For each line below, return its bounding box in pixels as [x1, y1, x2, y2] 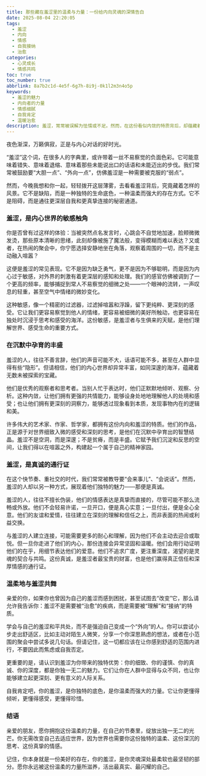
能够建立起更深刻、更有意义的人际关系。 [6, 674, 109, 682]
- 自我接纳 [12, 44, 36, 50]
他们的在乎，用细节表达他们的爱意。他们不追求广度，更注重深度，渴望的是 [6, 547, 194, 555]
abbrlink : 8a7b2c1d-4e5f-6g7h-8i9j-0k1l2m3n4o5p [6, 83, 133, 89]
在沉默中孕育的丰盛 [6, 341, 63, 349]
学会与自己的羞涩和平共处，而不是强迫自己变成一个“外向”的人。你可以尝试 [6, 623, 194, 630]
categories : [6, 55, 37, 61]
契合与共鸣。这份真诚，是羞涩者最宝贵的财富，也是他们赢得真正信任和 [17, 555, 194, 563]
